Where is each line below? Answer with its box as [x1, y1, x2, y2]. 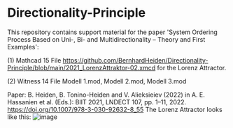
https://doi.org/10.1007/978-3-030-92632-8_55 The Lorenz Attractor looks [7, 105, 223, 113]
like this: [7, 113, 31, 121]
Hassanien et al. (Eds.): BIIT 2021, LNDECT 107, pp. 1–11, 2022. [7, 97, 187, 106]
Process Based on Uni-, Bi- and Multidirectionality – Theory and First [7, 35, 206, 43]
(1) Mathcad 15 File [7, 56, 62, 64]
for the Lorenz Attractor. [157, 63, 227, 72]
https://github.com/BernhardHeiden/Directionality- [62, 56, 209, 64]
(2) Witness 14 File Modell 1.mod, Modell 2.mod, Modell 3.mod [7, 77, 187, 85]
